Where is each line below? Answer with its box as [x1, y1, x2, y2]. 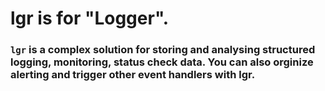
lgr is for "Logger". [10, 7, 170, 30]
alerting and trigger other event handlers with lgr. [10, 68, 256, 82]
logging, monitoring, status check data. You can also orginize [10, 55, 314, 69]
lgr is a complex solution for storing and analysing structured [10, 43, 316, 57]
